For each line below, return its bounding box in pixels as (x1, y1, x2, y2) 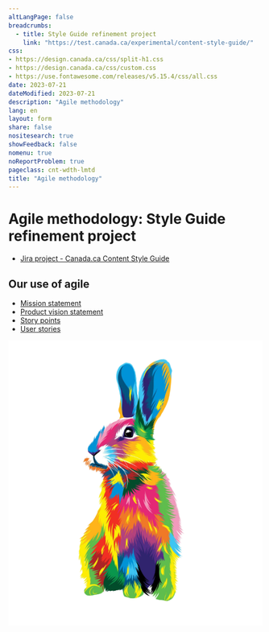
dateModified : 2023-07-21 (8, 89, 95, 97)
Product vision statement (19, 307, 103, 316)
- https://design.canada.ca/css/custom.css (8, 64, 157, 72)
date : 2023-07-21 (8, 81, 67, 89)
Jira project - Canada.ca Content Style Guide (19, 254, 170, 263)
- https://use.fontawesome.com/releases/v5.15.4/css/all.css (8, 72, 218, 81)
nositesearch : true (8, 132, 74, 140)
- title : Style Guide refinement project (15, 30, 157, 38)
